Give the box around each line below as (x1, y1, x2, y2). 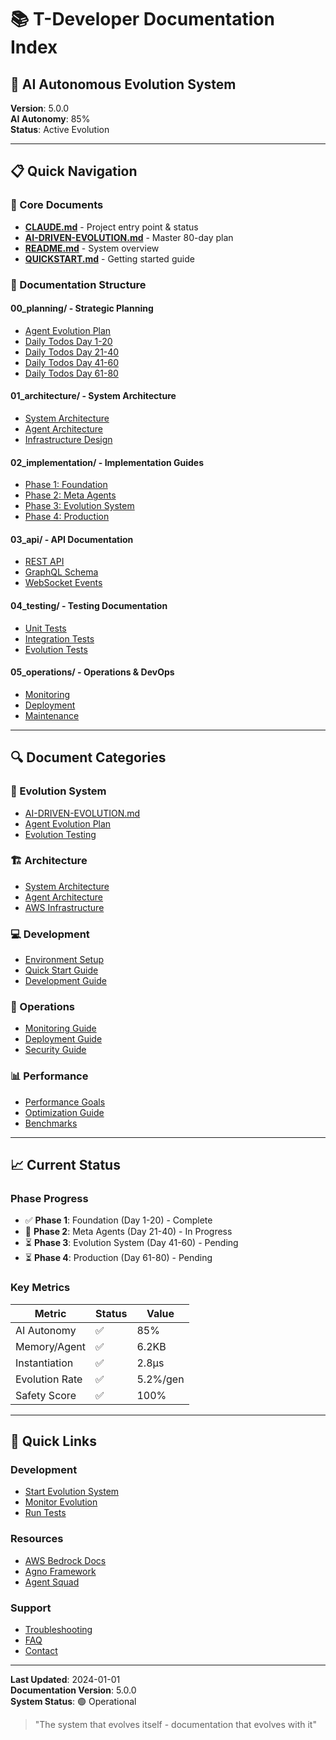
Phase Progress (10, 1192, 89, 1206)
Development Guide (24, 975, 107, 987)
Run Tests (24, 1507, 67, 1519)
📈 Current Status (10, 1157, 121, 1174)
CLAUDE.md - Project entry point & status (24, 221, 199, 233)
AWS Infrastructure (24, 901, 105, 913)
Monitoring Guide (24, 1022, 97, 1035)
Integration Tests (24, 632, 95, 645)
